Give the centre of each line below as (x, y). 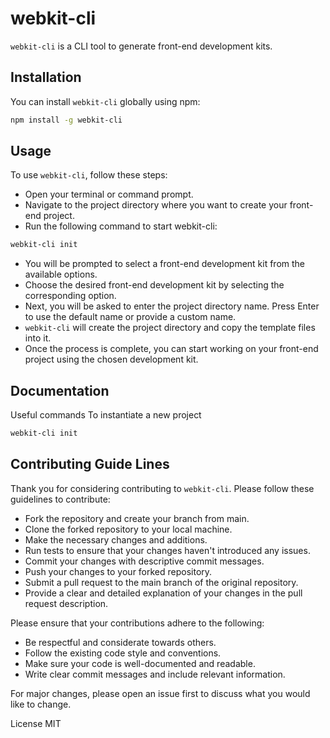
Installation (46, 77)
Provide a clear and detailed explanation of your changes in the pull (163, 593)
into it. (38, 338)
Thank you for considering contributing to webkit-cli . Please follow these (162, 488)
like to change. (41, 704)
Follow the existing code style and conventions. (123, 653)
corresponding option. (70, 296)
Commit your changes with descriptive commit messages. (144, 561)
